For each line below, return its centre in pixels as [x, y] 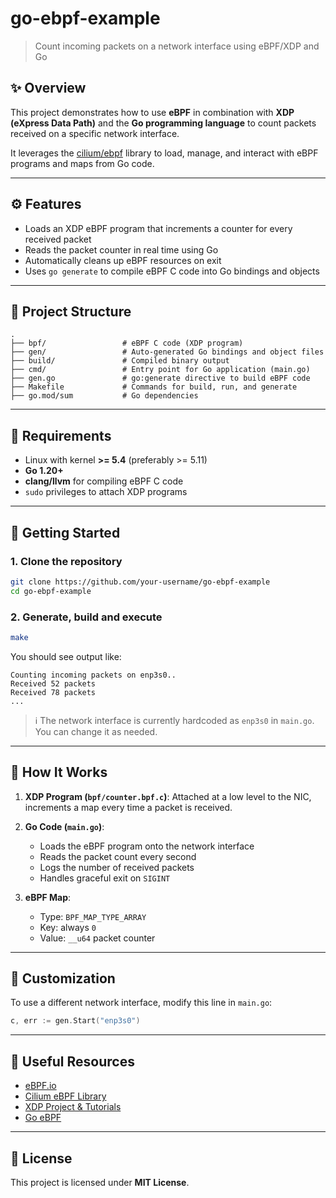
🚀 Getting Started [65, 532]
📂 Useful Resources [72, 1061]
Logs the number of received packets [117, 867]
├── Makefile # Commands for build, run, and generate [154, 387]
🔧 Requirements [61, 435]
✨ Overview [48, 88]
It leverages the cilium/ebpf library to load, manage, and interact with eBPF [164, 153]
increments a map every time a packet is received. [128, 807]
